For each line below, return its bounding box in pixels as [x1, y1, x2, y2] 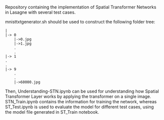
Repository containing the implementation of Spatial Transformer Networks [5, 4, 157, 10]
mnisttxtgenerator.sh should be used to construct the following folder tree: [5, 19, 155, 24]
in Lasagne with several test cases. [5, 9, 76, 15]
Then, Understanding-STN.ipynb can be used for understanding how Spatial [5, 88, 159, 94]
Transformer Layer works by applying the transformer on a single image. [5, 94, 152, 99]
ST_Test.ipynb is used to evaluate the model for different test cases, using [5, 104, 154, 110]
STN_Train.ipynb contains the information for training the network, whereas [5, 99, 157, 104]
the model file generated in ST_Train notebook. [5, 109, 99, 115]
